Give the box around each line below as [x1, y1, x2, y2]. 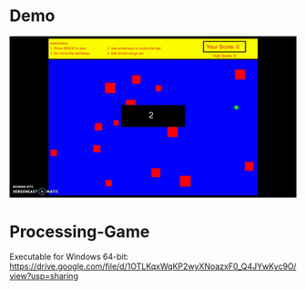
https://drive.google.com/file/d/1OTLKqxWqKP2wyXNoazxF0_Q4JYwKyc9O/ [9, 261, 297, 272]
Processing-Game [9, 221, 150, 242]
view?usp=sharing [9, 271, 79, 282]
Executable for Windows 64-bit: [9, 252, 129, 263]
